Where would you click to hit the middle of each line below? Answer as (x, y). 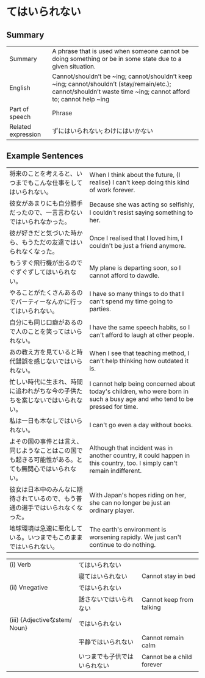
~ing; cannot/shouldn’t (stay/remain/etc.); (111, 84)
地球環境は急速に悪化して (46, 528)
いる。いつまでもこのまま (46, 537)
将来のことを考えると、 (43, 173)
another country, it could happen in (140, 455)
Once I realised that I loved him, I (136, 238)
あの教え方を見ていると (43, 352)
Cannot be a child (167, 657)
